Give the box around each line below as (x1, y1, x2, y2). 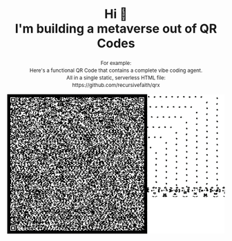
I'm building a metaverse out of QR (14, 21, 217, 37)
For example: (100, 59, 132, 66)
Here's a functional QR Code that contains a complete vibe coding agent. (29, 67, 203, 74)
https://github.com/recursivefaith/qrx (72, 81, 160, 88)
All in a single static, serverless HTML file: (66, 74, 166, 81)
